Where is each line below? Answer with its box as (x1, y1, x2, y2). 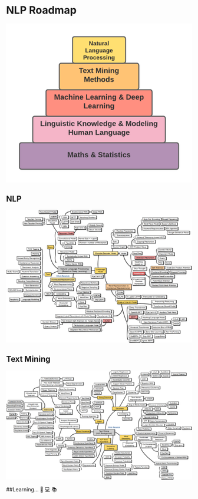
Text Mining (6, 354, 51, 364)
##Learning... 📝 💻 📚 (6, 486, 58, 493)
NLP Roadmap (6, 4, 77, 17)
